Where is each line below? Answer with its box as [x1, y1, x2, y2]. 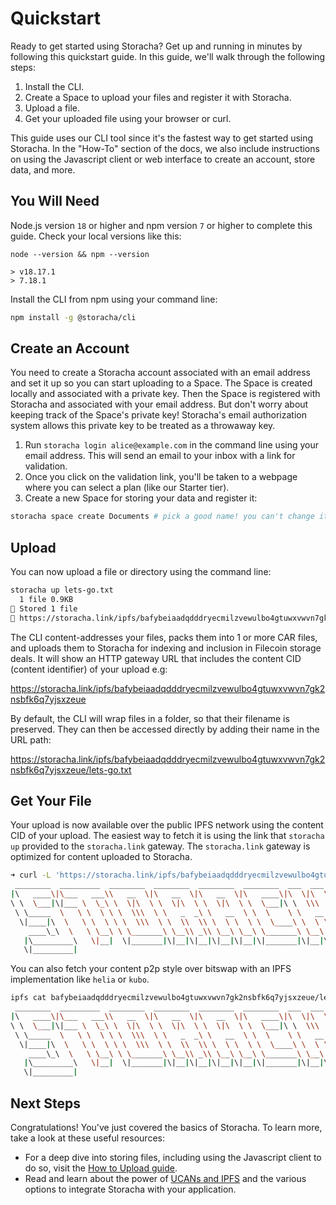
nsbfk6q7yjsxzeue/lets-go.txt [10, 763, 132, 776]
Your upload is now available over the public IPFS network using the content [10, 819, 324, 831]
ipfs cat [10, 993, 47, 1003]
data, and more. [10, 163, 76, 176]
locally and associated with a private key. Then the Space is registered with [10, 388, 321, 400]
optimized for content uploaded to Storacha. [10, 851, 193, 863]
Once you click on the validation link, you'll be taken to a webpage [24, 471, 298, 483]
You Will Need [10, 193, 100, 210]
